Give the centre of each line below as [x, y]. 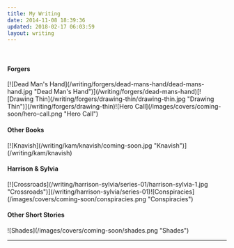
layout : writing [31, 33]
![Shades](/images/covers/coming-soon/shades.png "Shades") [98, 231]
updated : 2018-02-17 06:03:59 [51, 26]
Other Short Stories [36, 215]
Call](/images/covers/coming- [178, 107]
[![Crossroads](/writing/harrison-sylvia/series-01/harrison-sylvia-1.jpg [108, 184]
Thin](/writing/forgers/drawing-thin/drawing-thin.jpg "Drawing [124, 99]
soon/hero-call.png [35, 114]
